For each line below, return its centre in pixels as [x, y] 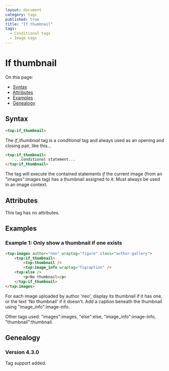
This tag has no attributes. [32, 212]
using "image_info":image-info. [38, 307]
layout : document [23, 10]
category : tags [21, 15]
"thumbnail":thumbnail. [29, 322]
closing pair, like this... [28, 146]
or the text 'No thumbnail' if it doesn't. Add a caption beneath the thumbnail [84, 301]
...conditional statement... [45, 160]
